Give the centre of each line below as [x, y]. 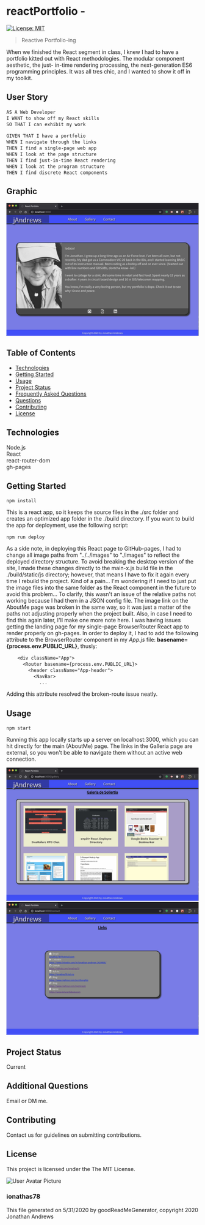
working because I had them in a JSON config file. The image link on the [97, 601]
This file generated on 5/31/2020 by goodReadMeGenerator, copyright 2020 [102, 1210]
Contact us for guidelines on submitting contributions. [74, 1135]
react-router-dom [28, 460]
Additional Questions [47, 1086]
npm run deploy [26, 537]
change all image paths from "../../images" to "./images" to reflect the [93, 555]
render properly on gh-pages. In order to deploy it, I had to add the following [102, 633]
